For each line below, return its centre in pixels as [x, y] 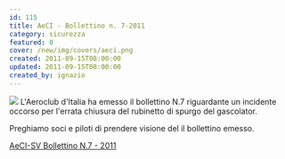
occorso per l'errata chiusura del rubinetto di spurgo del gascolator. [134, 111]
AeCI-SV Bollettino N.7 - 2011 [63, 145]
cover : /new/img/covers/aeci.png [71, 51]
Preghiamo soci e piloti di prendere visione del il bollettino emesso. [132, 128]
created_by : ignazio [48, 76]
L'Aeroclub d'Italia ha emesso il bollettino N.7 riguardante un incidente [148, 101]
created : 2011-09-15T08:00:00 [65, 59]
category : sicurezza [48, 34]
